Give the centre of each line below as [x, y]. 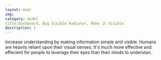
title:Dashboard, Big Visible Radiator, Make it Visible [65, 23]
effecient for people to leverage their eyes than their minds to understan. [79, 53]
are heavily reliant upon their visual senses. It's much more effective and [79, 47]
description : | [21, 28]
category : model [22, 19]
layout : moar [18, 10]
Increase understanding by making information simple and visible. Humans [80, 42]
